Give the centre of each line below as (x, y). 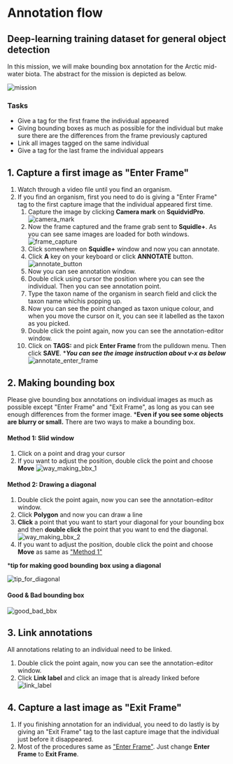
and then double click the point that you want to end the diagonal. (113, 529)
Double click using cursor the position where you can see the (116, 279)
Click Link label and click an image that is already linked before (108, 678)
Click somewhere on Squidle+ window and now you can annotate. (123, 249)
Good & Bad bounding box (46, 595)
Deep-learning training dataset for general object (117, 39)
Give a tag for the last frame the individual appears (91, 151)
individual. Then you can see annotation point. (94, 286)
